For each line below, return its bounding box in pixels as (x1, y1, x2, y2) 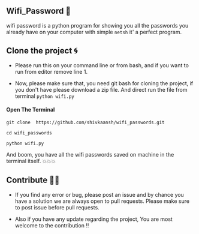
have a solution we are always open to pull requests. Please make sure (14, 197, 190, 205)
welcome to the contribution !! (14, 221, 89, 229)
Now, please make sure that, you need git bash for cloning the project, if (14, 79, 194, 87)
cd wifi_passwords (6, 130, 52, 136)
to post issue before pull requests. (14, 203, 100, 211)
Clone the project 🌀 (6, 46, 78, 56)
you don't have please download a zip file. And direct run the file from (14, 86, 188, 93)
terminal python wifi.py (14, 92, 75, 100)
